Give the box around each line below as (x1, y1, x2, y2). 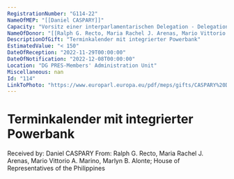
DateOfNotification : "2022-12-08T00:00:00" (7, 56, 136, 63)
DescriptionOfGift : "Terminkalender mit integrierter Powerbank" (7, 36, 201, 43)
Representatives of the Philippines (7, 164, 106, 173)
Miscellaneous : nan (7, 68, 64, 75)
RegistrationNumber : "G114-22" (7, 10, 98, 17)
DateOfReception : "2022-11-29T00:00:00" (7, 49, 127, 56)
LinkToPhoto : (7, 81, 45, 88)
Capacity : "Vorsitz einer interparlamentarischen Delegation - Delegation (7, 23, 229, 30)
